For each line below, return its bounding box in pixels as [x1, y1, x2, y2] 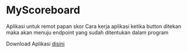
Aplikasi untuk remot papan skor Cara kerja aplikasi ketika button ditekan [6, 23, 182, 30]
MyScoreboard [6, 3, 81, 17]
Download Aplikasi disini [6, 40, 65, 47]
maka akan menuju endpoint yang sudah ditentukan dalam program [6, 29, 169, 36]
